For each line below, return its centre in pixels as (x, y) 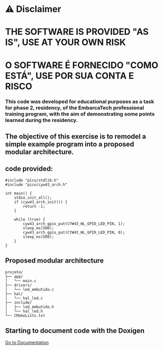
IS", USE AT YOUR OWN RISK (66, 42)
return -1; (34, 206)
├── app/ (14, 277)
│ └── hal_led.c (24, 298)
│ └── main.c (21, 281)
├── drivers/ (19, 285)
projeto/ (14, 272)
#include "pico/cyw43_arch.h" (36, 185)
